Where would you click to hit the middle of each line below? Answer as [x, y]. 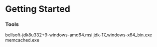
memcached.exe [22, 40]
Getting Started [38, 9]
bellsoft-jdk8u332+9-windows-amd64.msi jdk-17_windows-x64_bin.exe [79, 35]
